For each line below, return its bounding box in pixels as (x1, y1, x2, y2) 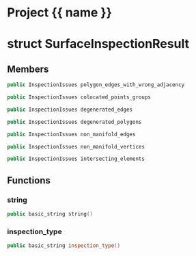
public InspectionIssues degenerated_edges (7, 106, 133, 113)
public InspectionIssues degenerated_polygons (7, 118, 142, 125)
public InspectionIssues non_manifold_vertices (7, 143, 145, 150)
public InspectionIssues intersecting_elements (7, 155, 145, 162)
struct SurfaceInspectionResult (7, 36, 190, 52)
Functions (7, 175, 51, 186)
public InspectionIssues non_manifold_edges (7, 131, 136, 138)
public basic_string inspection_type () (7, 242, 121, 249)
